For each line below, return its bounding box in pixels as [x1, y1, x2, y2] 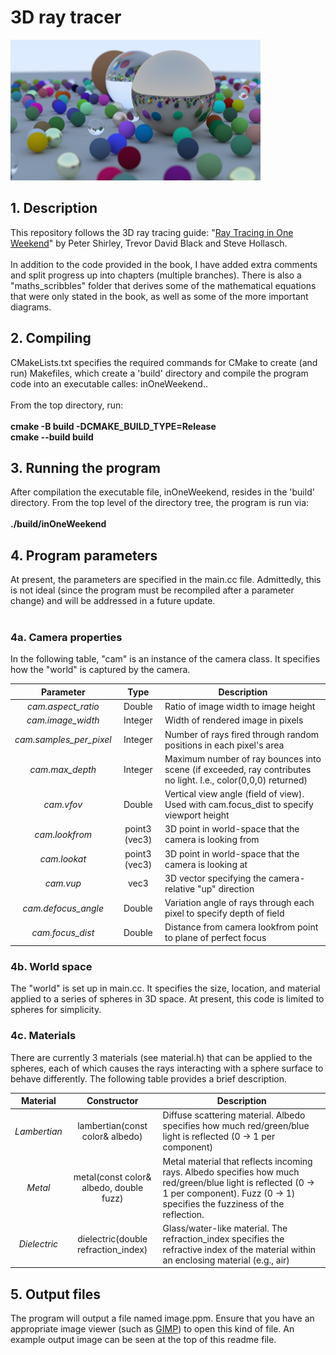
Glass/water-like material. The [162, 1222, 288, 1234]
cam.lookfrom [34, 828, 93, 840]
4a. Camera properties [10, 631, 123, 645]
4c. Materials [10, 1029, 77, 1043]
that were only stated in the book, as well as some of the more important [10, 290, 309, 302]
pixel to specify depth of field [164, 907, 285, 920]
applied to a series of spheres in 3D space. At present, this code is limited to [10, 993, 325, 1005]
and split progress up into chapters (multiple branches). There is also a [10, 269, 302, 281]
